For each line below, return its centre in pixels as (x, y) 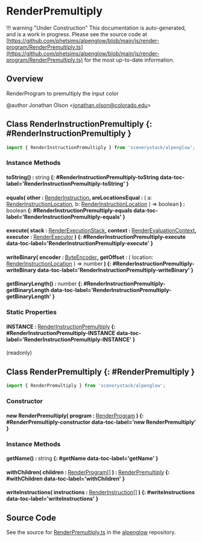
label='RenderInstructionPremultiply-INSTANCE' (69, 339)
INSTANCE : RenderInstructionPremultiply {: (61, 327)
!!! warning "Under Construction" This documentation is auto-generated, (96, 28)
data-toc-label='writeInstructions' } (52, 499)
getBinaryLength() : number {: (44, 284)
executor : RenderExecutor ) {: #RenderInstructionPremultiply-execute (96, 237)
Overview (25, 79)
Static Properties (32, 312)
